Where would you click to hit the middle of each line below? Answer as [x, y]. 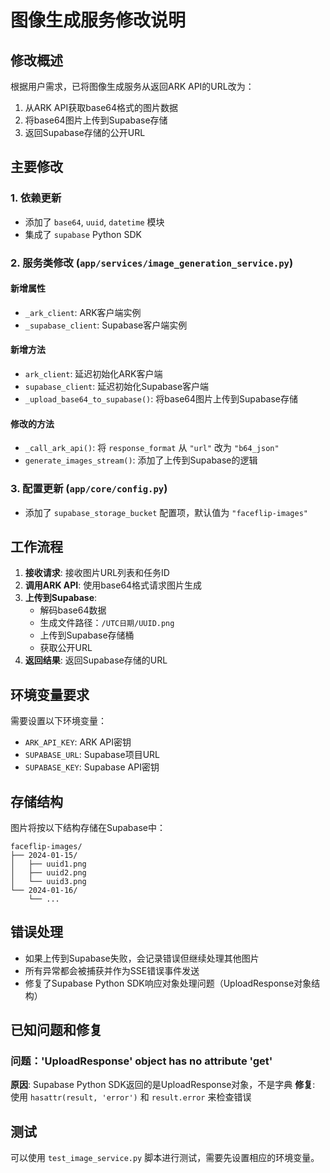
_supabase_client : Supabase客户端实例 [106, 325]
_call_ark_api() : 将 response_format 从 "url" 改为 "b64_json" [152, 448]
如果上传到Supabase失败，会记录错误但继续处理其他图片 [142, 958]
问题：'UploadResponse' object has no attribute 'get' [141, 1061]
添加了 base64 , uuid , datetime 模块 [94, 222]
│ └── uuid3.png [48, 881]
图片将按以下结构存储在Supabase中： [88, 827]
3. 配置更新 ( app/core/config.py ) [89, 489]
